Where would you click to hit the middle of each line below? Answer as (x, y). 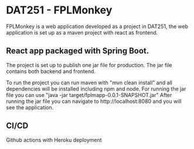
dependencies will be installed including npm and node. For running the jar (96, 89)
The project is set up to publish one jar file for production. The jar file (89, 65)
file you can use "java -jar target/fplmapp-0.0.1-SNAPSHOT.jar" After (89, 95)
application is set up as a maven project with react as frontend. (82, 32)
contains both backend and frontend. (51, 71)
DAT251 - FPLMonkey (59, 10)
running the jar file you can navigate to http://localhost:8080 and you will (94, 101)
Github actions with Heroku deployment (54, 140)
